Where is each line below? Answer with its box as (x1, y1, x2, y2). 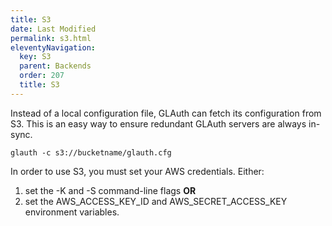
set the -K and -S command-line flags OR (24, 184, 197, 196)
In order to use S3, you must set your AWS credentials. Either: (10, 165, 265, 177)
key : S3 (19, 52, 52, 62)
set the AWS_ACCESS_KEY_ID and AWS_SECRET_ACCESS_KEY (24, 195, 288, 207)
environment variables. (24, 206, 120, 218)
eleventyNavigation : (10, 42, 97, 53)
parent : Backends (19, 61, 92, 71)
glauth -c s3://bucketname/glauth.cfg (10, 147, 172, 158)
